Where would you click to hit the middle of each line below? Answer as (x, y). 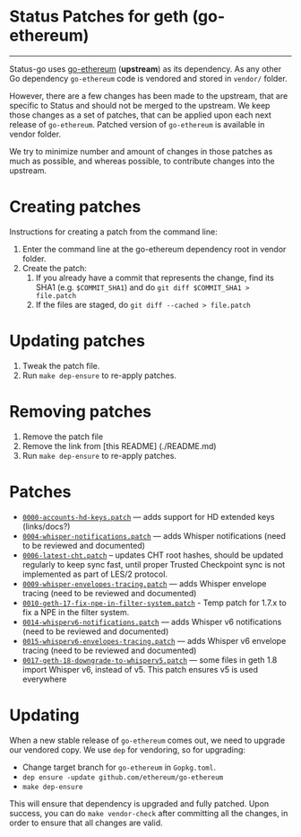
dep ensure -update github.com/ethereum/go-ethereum (123, 777)
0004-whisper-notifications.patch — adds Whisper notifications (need (154, 535)
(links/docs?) (46, 526)
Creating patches (75, 207)
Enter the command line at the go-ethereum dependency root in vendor (154, 249)
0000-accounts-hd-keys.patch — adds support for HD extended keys (148, 516)
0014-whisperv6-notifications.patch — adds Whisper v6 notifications (152, 621)
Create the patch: (55, 268)
